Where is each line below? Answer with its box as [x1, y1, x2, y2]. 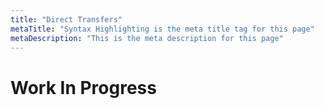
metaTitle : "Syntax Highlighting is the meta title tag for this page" [10, 24, 315, 34]
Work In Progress [10, 76, 157, 99]
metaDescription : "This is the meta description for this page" [10, 33, 284, 43]
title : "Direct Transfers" [10, 14, 123, 25]
